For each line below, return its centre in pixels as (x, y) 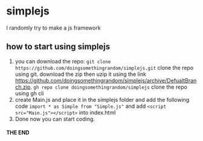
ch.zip (23, 87)
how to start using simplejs (58, 47)
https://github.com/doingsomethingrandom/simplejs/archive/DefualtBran (106, 80)
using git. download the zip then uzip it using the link (81, 74)
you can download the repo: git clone (63, 61)
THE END (18, 133)
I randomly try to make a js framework (53, 28)
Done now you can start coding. (55, 119)
